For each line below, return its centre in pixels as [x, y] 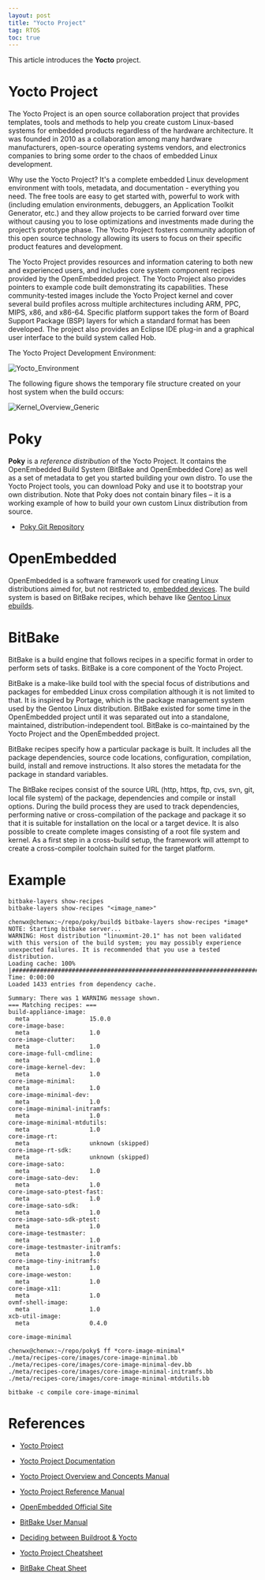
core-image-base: [37, 1026]
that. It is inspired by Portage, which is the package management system [126, 700]
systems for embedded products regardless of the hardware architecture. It [131, 130]
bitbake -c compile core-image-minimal [74, 1392]
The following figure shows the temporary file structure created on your [125, 383]
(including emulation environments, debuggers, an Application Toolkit [121, 205]
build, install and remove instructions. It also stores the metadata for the [125, 766]
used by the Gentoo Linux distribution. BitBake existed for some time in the [129, 709]
